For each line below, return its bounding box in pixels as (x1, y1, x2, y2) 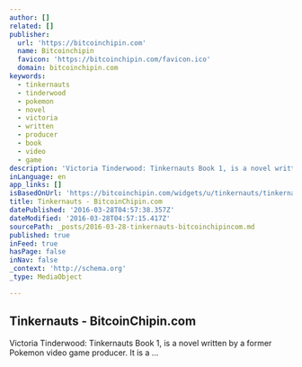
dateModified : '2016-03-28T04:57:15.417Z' (9, 213, 171, 223)
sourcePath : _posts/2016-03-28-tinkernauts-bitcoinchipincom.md (9, 222, 255, 231)
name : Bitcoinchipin (17, 47, 94, 56)
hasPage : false (9, 247, 67, 256)
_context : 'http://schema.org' (9, 264, 127, 273)
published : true (9, 230, 70, 239)
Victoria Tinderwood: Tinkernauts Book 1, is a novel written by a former (9, 337, 272, 348)
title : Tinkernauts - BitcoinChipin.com (9, 197, 164, 207)
